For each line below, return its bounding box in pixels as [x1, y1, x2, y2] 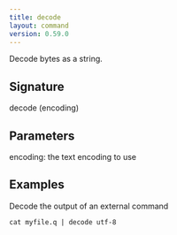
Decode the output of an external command [9, 201, 169, 211]
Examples [9, 178, 65, 193]
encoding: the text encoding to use [9, 152, 137, 162]
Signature [9, 79, 65, 94]
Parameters [9, 128, 75, 143]
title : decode [9, 12, 62, 22]
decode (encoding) [9, 102, 80, 113]
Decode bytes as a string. [9, 54, 104, 64]
